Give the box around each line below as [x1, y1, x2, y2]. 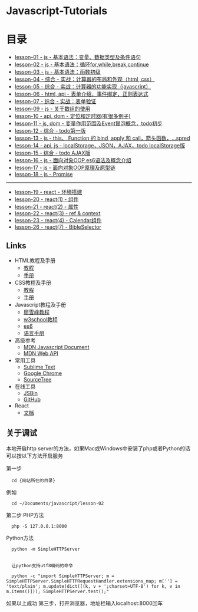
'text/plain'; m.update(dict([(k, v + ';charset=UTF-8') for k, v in [6, 583, 181, 589]
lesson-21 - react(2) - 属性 [14, 203, 79, 210]
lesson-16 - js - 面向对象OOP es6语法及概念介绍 [14, 157, 131, 164]
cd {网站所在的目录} [11, 478, 56, 483]
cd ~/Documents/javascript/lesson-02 [11, 500, 104, 506]
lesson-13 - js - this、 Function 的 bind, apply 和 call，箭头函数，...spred [14, 134, 190, 142]
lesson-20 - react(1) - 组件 [14, 196, 79, 203]
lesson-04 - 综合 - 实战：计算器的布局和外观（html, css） [14, 75, 155, 83]
